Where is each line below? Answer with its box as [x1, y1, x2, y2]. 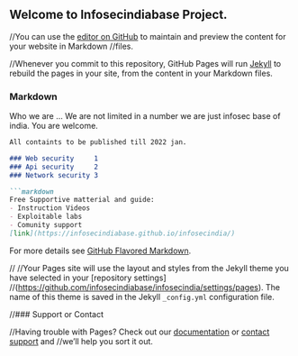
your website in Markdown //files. [9, 41, 133, 51]
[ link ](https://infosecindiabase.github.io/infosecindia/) [9, 229, 236, 238]
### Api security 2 [9, 162, 99, 171]
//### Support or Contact [9, 308, 104, 319]
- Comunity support [9, 221, 83, 230]
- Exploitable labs [9, 212, 83, 222]
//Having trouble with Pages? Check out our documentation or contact [9, 326, 270, 337]
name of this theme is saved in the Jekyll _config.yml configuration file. [9, 291, 275, 302]
